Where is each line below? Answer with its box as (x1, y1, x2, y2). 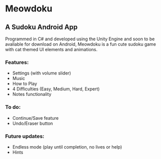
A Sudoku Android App (5, 23, 78, 31)
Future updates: (5, 133, 45, 140)
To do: (5, 104, 21, 111)
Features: (5, 59, 29, 66)
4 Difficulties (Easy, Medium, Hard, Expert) (12, 86, 100, 92)
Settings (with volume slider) (12, 70, 71, 76)
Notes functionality (12, 91, 52, 97)
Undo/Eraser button (12, 120, 53, 126)
